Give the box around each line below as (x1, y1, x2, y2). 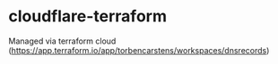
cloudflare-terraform (8, 6, 168, 27)
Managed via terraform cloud (8, 36, 117, 46)
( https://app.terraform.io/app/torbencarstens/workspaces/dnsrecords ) (8, 44, 270, 55)
